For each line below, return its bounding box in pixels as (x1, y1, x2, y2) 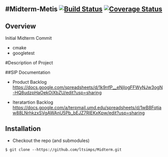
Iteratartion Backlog (12, 99, 53, 105)
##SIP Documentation (5, 69, 50, 75)
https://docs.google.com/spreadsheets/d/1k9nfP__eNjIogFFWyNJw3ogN (12, 84, 163, 90)
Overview (5, 22, 36, 30)
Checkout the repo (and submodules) (12, 138, 90, 144)
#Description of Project (5, 60, 53, 66)
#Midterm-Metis (5, 5, 58, 13)
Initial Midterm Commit (5, 35, 52, 41)
